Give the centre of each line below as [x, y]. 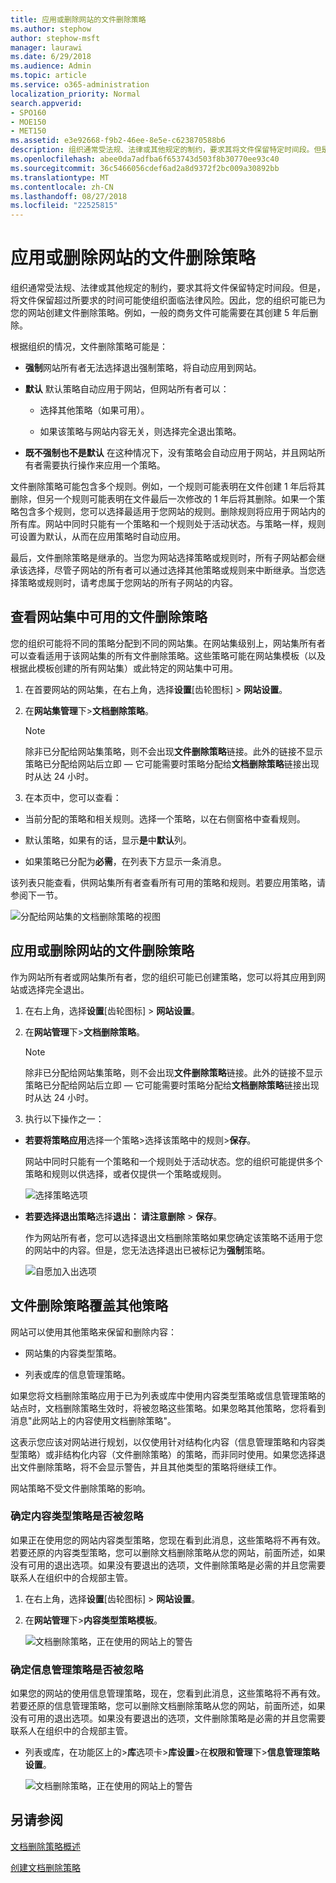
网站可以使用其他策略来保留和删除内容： [93, 1332]
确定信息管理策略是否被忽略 [77, 1669]
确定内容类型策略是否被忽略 [77, 1516]
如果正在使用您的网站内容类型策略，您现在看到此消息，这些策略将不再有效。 [168, 1540]
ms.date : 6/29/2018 [51, 57]
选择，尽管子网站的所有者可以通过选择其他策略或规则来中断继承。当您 [172, 570]
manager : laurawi [46, 47]
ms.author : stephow [51, 29]
